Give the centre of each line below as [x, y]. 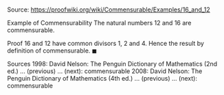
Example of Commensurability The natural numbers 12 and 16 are [99, 23]
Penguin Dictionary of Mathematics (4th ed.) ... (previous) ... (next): [102, 79]
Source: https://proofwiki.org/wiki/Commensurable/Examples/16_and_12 [109, 10]
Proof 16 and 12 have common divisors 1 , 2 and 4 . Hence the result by [106, 44]
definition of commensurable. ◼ [52, 51]
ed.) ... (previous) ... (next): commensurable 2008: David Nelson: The [105, 71]
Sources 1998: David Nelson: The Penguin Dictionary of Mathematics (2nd [112, 64]
